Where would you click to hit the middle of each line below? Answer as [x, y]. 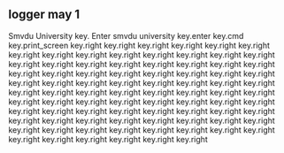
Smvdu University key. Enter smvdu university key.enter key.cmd [126, 35]
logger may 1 [44, 15]
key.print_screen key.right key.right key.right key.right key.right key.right [139, 45]
